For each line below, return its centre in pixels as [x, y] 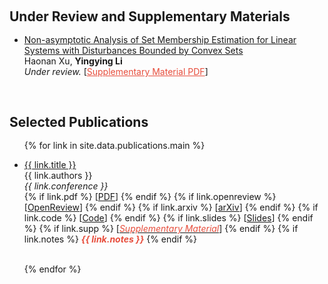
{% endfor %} [52, 269]
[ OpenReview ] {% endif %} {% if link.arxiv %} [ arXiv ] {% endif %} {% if [171, 207]
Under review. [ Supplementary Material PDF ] [116, 71]
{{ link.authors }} [58, 175]
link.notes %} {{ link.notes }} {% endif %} [110, 239]
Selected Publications [79, 122]
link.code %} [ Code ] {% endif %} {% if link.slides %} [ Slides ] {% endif [168, 218]
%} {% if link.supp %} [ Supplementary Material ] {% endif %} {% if [161, 228]
